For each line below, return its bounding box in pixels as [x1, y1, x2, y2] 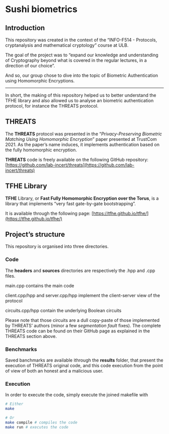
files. [5, 273, 16, 279]
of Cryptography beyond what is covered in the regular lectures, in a [5, 57, 147, 63]
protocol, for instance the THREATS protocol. [5, 103, 99, 109]
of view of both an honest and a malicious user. [5, 368, 104, 374]
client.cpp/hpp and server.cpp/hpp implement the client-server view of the [5, 292, 160, 298]
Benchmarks [5, 345, 37, 353]
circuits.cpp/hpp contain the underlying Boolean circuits [5, 307, 122, 313]
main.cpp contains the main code [5, 283, 74, 289]
